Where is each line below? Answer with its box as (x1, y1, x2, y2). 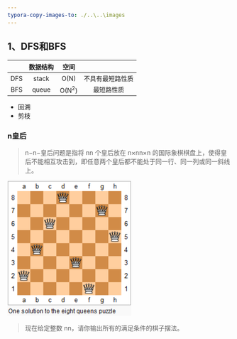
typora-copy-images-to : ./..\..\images (7, 11, 126, 18)
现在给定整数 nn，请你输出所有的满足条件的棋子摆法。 (24, 324, 184, 333)
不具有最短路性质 (84, 75, 134, 83)
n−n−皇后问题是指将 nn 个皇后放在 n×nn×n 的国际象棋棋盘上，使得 (24, 149, 221, 157)
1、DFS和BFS (7, 41, 67, 53)
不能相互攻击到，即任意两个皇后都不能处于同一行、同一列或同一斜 (31, 157, 224, 166)
